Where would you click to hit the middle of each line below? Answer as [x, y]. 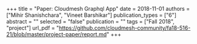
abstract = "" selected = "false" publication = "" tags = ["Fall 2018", [91, 21]
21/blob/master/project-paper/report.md [57, 34]
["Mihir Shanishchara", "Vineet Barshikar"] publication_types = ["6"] [92, 15]
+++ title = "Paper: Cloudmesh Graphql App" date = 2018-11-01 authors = [98, 9]
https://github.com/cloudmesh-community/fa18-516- [125, 28]
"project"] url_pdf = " [33, 28]
